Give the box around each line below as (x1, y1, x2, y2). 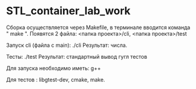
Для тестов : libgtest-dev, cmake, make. (6, 76, 105, 83)
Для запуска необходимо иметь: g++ (6, 64, 101, 72)
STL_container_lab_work (6, 4, 131, 18)
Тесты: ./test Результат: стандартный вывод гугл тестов (6, 53, 147, 60)
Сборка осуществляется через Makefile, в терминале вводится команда (6, 24, 191, 31)
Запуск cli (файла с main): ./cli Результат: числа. (6, 42, 128, 49)
